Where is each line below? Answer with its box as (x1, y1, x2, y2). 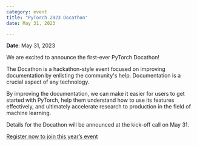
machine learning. (6, 110, 52, 117)
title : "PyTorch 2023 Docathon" (6, 15, 88, 21)
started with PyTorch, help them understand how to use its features (6, 96, 175, 104)
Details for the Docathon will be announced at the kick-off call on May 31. (6, 121, 190, 128)
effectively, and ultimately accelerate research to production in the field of (6, 103, 191, 110)
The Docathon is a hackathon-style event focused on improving (6, 65, 165, 73)
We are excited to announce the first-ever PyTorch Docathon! (6, 54, 159, 61)
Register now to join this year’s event (6, 133, 98, 140)
